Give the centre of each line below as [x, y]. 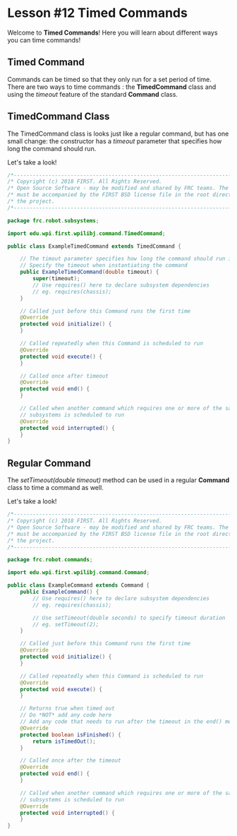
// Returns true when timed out [67, 709]
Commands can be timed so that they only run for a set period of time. [109, 79]
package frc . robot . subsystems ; [53, 220]
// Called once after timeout [65, 376]
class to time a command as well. [55, 488]
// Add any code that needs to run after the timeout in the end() [121, 722]
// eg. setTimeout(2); [66, 624]
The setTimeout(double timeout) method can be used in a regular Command [119, 480]
